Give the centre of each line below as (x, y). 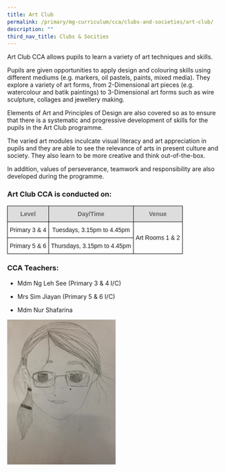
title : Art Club (30, 14)
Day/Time (91, 214)
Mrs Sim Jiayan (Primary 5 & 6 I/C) (66, 296)
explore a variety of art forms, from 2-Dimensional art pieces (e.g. (100, 85)
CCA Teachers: (33, 268)
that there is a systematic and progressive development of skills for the (108, 120)
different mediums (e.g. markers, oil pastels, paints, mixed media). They (109, 78)
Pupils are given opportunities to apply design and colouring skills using (109, 70)
